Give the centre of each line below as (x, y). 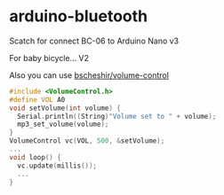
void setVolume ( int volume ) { (65, 108)
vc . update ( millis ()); (57, 166)
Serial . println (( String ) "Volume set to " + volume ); (117, 116)
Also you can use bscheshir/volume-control (89, 75)
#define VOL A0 (37, 99)
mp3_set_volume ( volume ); (63, 125)
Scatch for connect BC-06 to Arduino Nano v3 (94, 41)
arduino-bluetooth (79, 16)
